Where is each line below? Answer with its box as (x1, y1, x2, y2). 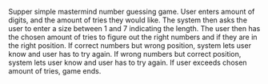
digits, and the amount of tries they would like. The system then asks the (8, 15, 248, 25)
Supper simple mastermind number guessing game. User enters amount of (8, 7, 255, 16)
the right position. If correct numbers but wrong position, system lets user (8, 41, 252, 50)
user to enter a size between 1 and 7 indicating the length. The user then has (8, 24, 261, 33)
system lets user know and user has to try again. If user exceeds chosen (8, 58, 247, 67)
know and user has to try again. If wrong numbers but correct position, (8, 50, 242, 58)
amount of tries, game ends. (8, 66, 102, 75)
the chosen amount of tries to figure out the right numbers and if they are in (8, 32, 258, 42)
